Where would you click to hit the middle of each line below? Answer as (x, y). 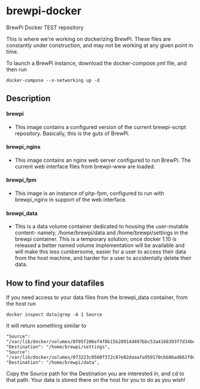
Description (28, 98)
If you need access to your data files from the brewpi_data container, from (97, 297)
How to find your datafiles (55, 283)
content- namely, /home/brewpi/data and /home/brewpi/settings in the (101, 233)
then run (17, 69)
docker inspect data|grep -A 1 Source (54, 314)
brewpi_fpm (21, 180)
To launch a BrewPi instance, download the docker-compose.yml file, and (96, 63)
